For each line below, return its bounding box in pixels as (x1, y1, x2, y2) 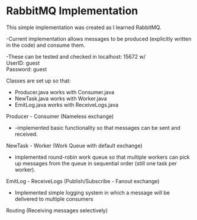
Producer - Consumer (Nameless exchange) (6, 113, 114, 120)
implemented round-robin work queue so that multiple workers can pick (14, 153, 190, 161)
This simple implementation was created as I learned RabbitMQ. (6, 24, 162, 31)
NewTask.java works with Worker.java (14, 95, 108, 102)
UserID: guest (6, 59, 40, 66)
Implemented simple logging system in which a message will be (14, 189, 170, 196)
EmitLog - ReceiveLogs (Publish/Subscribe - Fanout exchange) (6, 177, 160, 184)
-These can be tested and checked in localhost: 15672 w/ (6, 53, 146, 60)
